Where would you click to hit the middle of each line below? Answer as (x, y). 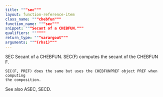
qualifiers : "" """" (25, 33)
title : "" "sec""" (23, 10)
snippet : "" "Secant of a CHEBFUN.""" (44, 28)
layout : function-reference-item (40, 14)
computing (15, 75)
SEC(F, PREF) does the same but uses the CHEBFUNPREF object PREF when (81, 71)
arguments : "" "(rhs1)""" (31, 42)
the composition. (23, 80)
